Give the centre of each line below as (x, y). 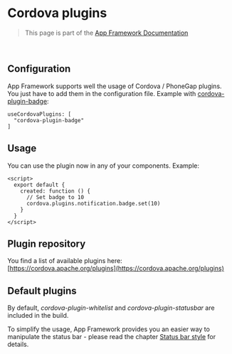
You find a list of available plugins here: (65, 261)
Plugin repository (47, 243)
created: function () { (56, 191)
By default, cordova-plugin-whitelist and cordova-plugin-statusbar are (111, 308)
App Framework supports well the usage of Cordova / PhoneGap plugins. (115, 86)
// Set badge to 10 (55, 197)
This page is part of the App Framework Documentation (106, 33)
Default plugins (42, 290)
